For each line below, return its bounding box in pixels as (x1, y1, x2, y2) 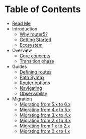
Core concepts (19, 52, 51, 59)
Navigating (19, 85, 42, 91)
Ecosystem (19, 42, 43, 48)
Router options (19, 80, 50, 86)
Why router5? (19, 31, 48, 37)
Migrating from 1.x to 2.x (19, 123, 70, 129)
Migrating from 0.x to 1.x (19, 128, 70, 134)
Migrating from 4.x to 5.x (19, 107, 71, 113)
